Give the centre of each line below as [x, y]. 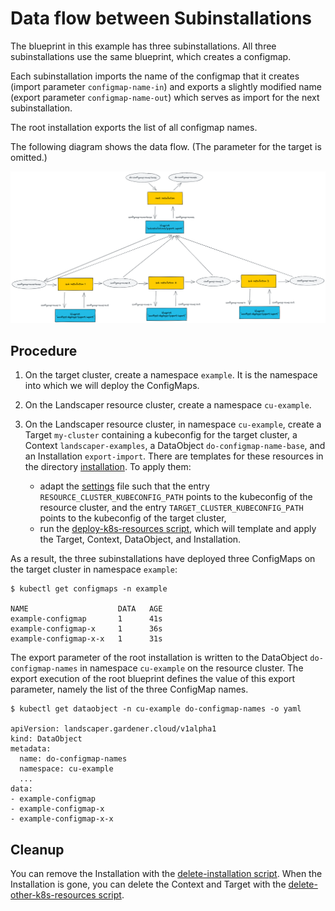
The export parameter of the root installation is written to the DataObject [159, 658]
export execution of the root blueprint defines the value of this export [153, 679]
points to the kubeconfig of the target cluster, [133, 518]
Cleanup [37, 849]
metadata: [31, 749]
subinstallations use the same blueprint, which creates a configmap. [151, 56]
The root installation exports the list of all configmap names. [134, 127]
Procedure [44, 350]
